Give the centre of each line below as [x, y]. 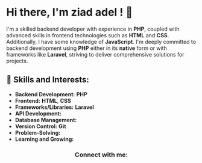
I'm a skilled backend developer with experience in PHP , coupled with [93, 29]
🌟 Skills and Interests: [48, 80]
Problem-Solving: [38, 132]
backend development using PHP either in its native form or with [87, 48]
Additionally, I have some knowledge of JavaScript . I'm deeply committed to [101, 42]
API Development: [38, 113]
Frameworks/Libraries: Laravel [55, 107]
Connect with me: [101, 155]
